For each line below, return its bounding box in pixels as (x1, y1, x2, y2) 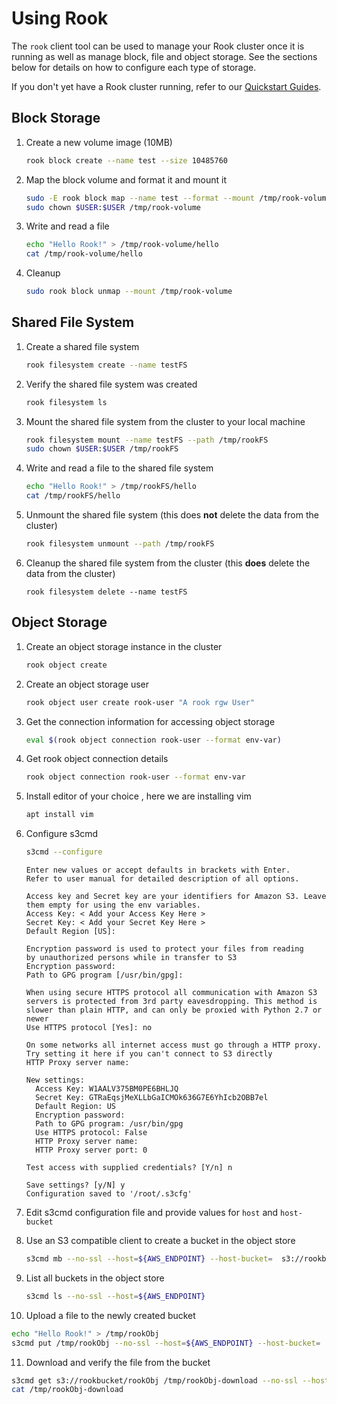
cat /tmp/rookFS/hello (25, 491, 121, 501)
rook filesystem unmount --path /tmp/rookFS (25, 539, 215, 549)
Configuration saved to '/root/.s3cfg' (25, 1189, 193, 1199)
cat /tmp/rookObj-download (11, 1385, 124, 1395)
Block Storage (11, 110, 101, 127)
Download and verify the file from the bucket (25, 1356, 211, 1368)
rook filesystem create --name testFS (25, 360, 188, 370)
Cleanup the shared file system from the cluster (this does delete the (25, 557, 311, 569)
